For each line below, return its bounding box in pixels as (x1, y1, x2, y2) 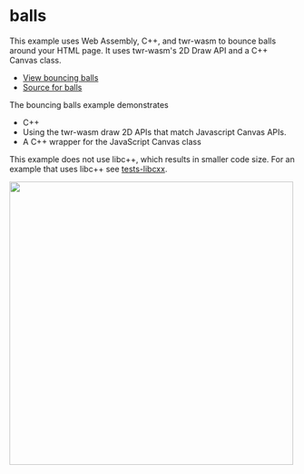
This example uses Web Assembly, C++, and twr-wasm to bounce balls (9, 35, 277, 46)
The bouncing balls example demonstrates (9, 99, 170, 110)
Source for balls (22, 82, 83, 92)
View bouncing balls (22, 72, 99, 82)
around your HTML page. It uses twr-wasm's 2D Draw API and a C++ (9, 44, 269, 55)
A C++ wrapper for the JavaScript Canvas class (22, 136, 201, 147)
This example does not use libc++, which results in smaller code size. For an (9, 153, 295, 164)
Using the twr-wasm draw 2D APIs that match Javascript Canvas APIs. (22, 126, 287, 137)
